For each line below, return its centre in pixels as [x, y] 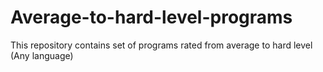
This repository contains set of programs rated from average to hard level [161, 45]
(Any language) [42, 55]
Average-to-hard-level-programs [151, 17]
